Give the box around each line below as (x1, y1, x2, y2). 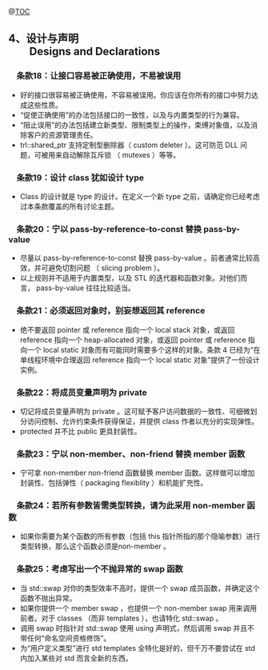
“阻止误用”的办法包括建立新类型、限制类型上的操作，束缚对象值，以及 (19, 120, 251, 130)
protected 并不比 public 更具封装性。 (19, 426, 142, 436)
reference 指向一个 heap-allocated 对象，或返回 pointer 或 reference (19, 335, 246, 345)
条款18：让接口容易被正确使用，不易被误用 (16, 70, 182, 82)
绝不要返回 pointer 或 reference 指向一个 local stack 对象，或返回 (19, 325, 235, 334)
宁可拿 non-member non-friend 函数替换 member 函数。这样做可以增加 (19, 468, 255, 478)
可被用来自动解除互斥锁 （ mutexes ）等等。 (34, 150, 181, 159)
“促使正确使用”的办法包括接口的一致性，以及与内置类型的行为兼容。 (19, 110, 244, 119)
